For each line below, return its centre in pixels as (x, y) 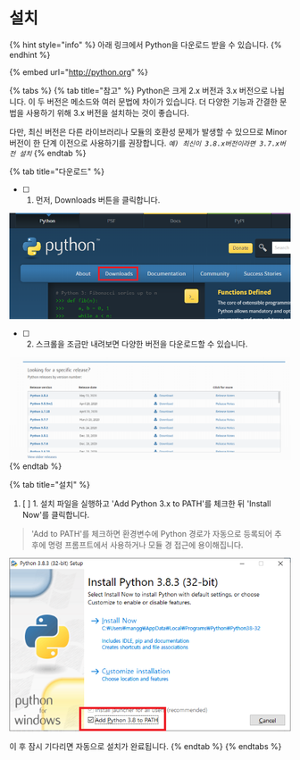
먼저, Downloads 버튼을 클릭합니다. (98, 200)
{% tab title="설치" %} (50, 484)
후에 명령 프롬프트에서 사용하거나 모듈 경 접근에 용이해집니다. (137, 545)
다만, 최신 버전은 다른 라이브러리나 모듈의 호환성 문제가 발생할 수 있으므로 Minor (148, 131)
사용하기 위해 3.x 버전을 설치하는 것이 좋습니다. (108, 113)
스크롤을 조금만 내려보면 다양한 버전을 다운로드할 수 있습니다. (142, 344)
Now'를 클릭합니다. (56, 514)
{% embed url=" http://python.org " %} (79, 71)
